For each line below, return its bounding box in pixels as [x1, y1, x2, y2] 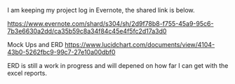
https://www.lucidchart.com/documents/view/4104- [65, 41, 215, 48]
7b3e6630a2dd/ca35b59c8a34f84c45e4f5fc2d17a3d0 [7, 27, 167, 35]
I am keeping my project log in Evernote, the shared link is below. [7, 6, 195, 14]
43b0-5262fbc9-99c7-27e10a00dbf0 [7, 48, 116, 56]
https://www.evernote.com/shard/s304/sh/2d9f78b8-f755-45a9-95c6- [7, 20, 214, 27]
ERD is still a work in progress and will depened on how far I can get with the [7, 62, 229, 69]
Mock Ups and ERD [7, 41, 64, 48]
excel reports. [7, 69, 48, 77]
